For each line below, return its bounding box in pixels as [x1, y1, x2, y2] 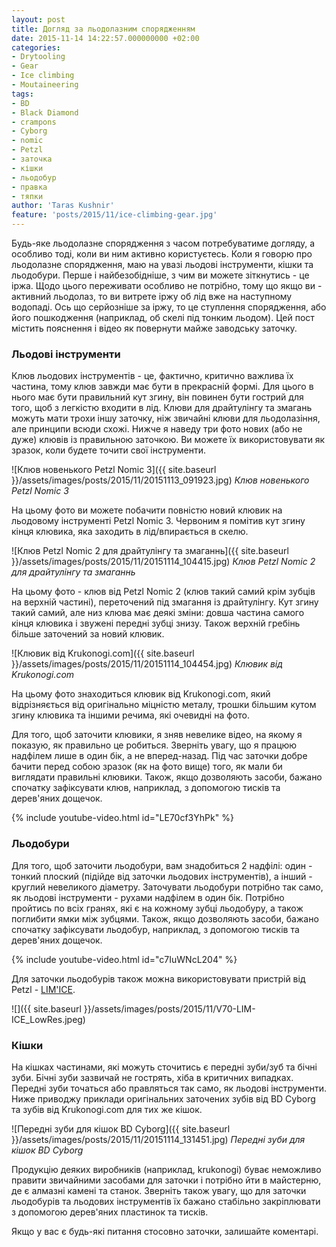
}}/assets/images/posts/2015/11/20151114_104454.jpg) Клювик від [11, 658, 283, 670]
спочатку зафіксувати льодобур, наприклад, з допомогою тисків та [11, 923, 300, 935]
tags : [11, 89, 34, 99]
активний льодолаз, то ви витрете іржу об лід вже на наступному [11, 291, 293, 302]
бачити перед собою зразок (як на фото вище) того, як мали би [11, 761, 283, 773]
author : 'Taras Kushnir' [11, 201, 115, 211]
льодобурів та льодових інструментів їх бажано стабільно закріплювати [11, 1195, 321, 1207]
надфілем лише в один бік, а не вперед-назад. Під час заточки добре [11, 750, 308, 762]
